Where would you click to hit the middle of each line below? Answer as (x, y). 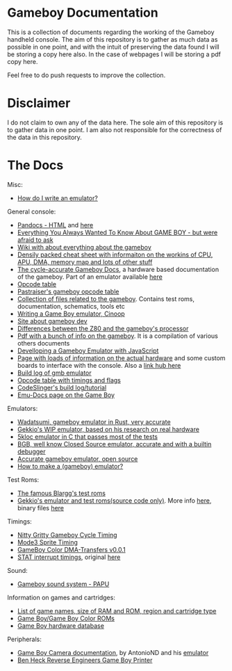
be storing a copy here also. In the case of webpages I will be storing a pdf (114, 54)
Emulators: (23, 408)
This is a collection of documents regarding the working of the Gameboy (111, 32)
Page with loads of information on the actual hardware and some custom (121, 358)
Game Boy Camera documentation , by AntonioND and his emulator (113, 652)
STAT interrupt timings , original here (69, 557)
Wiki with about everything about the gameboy (84, 247)
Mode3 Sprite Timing (47, 542)
